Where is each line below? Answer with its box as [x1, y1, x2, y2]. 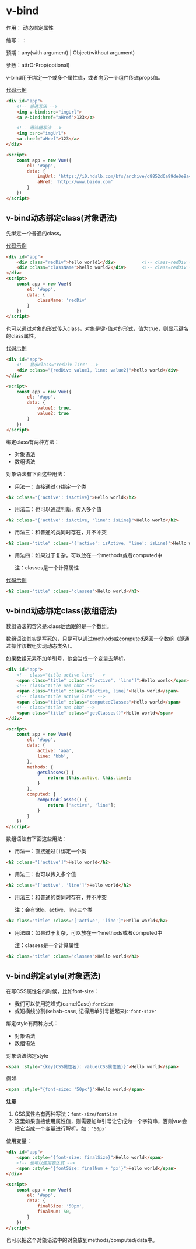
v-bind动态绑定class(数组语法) [6, 606, 118, 616]
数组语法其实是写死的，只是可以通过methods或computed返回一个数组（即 [6, 635, 185, 642]
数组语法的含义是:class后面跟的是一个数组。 [6, 622, 113, 630]
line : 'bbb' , [37, 753, 69, 759]
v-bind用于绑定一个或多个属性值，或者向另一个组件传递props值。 [6, 74, 163, 81]
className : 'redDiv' [37, 297, 87, 303]
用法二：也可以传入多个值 [14, 871, 76, 878]
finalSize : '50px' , [37, 1203, 85, 1209]
